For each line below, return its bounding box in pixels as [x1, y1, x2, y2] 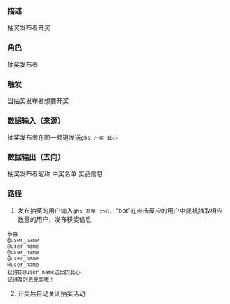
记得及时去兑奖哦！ [7, 276, 55, 283]
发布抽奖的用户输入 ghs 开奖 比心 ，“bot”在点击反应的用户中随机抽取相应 [17, 206, 223, 215]
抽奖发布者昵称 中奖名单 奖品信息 [7, 170, 103, 178]
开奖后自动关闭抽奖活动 [17, 289, 86, 298]
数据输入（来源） [7, 116, 65, 126]
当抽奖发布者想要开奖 [7, 96, 69, 105]
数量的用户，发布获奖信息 [17, 215, 92, 223]
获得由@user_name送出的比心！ [7, 268, 86, 275]
